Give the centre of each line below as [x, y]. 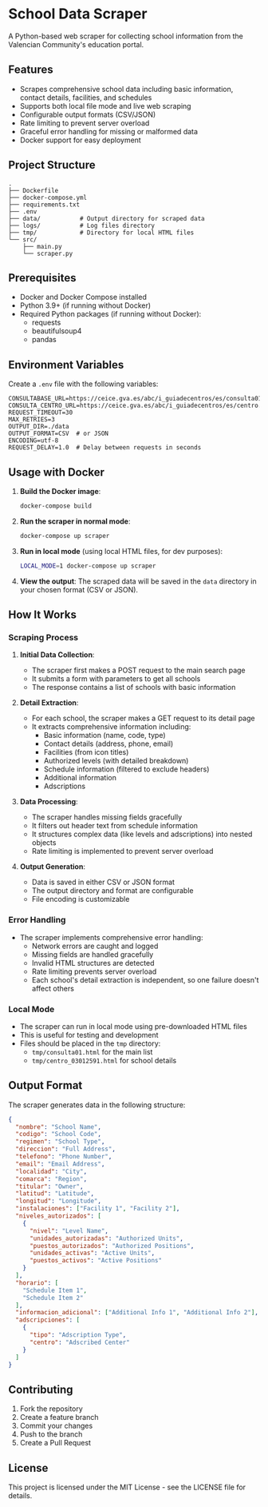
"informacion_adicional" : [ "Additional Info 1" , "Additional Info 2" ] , [137, 1313]
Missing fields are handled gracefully [93, 954]
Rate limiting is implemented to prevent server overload [122, 851]
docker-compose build [55, 506]
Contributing [41, 1389]
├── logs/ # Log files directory [82, 225]
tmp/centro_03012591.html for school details [104, 1060]
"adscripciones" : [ [48, 1320]
